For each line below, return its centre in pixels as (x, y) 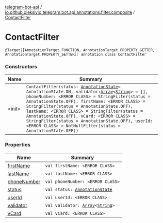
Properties (18, 145)
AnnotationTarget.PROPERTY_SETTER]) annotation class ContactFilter (76, 54)
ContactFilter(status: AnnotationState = (73, 87)
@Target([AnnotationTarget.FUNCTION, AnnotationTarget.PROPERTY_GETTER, (80, 50)
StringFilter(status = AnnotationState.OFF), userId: (90, 121)
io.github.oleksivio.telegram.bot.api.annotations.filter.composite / (70, 12)
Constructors (21, 66)
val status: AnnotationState (79, 189)
